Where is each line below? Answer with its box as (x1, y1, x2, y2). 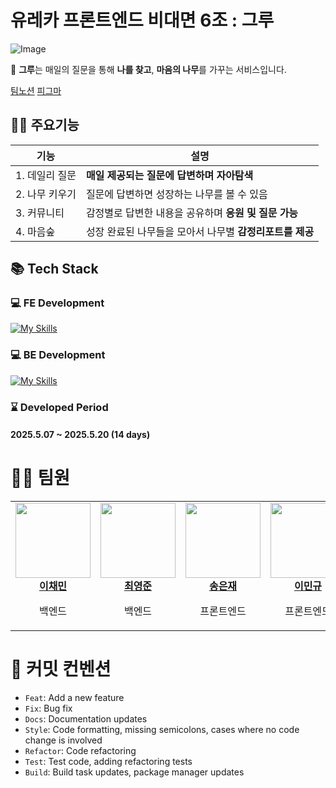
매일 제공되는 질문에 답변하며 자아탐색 (85, 168, 254, 182)
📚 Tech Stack (10, 261, 99, 278)
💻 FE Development (10, 296, 105, 310)
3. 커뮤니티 (15, 206, 65, 220)
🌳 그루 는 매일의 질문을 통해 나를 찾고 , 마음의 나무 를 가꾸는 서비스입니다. (10, 63, 287, 75)
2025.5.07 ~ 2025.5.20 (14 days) (10, 429, 151, 441)
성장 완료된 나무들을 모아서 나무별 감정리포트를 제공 (85, 224, 315, 238)
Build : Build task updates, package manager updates (24, 766, 245, 778)
